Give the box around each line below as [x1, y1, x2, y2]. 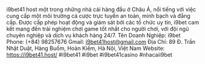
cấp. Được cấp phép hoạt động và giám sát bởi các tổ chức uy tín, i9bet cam [6, 19, 199, 26]
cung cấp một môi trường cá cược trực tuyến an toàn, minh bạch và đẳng [6, 12, 191, 20]
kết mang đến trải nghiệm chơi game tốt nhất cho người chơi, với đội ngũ [6, 25, 189, 32]
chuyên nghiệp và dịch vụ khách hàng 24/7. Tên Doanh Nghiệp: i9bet [6, 32, 181, 39]
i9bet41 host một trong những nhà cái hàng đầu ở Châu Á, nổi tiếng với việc [6, 6, 196, 13]
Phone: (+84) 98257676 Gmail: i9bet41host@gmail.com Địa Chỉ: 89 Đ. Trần [6, 38, 196, 45]
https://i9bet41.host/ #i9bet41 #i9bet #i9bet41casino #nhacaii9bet [6, 51, 173, 58]
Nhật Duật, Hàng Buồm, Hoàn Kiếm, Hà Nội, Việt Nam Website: [6, 44, 165, 52]
